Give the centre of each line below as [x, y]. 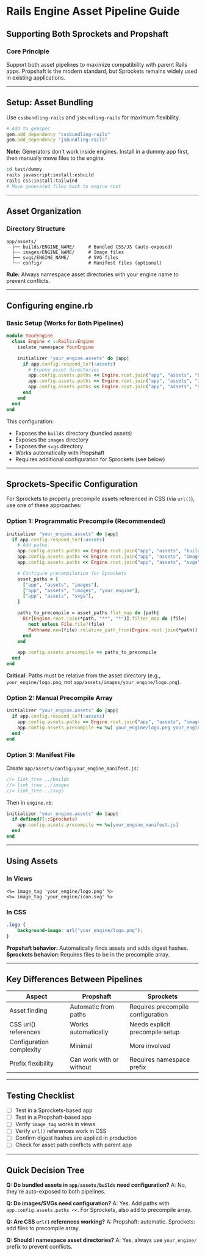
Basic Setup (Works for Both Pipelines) [65, 323]
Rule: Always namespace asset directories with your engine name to [92, 274]
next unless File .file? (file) [67, 624]
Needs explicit [150, 1025]
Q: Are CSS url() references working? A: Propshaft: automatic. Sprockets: [101, 1222]
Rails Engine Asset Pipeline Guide [93, 11]
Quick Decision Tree [45, 1170]
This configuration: [30, 421]
